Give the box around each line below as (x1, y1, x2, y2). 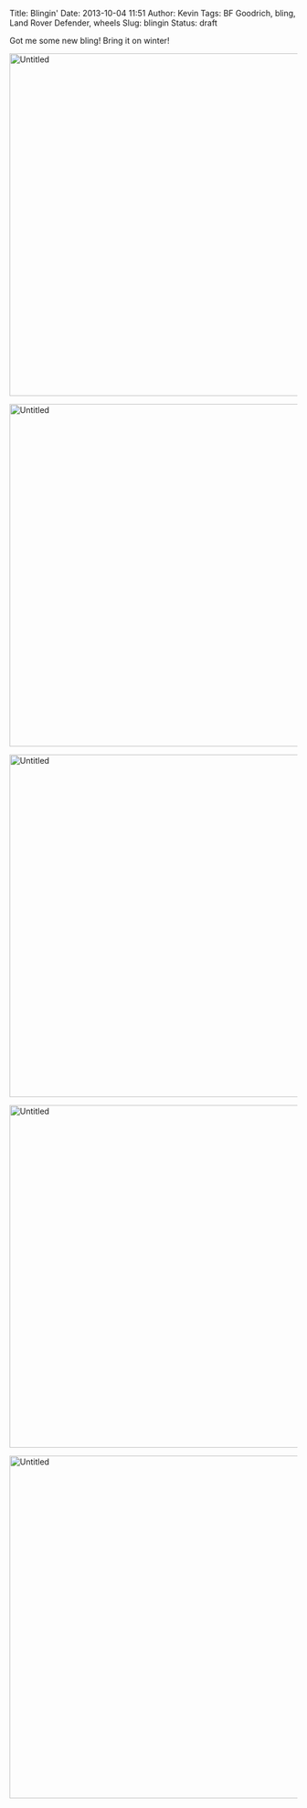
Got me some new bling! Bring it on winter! (9, 36, 170, 46)
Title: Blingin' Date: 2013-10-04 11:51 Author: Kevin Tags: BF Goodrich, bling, (9, 8, 296, 18)
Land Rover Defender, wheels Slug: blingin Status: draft (9, 17, 217, 28)
